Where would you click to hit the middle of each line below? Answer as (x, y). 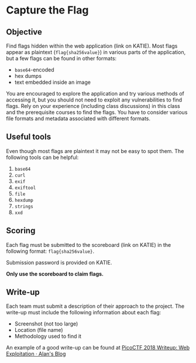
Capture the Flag (47, 10)
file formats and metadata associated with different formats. (78, 118)
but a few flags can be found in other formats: (61, 58)
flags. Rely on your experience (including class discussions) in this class (93, 106)
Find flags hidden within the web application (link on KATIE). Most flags (92, 46)
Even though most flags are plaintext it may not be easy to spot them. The (95, 151)
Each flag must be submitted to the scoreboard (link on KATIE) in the (89, 245)
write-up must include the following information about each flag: (84, 313)
